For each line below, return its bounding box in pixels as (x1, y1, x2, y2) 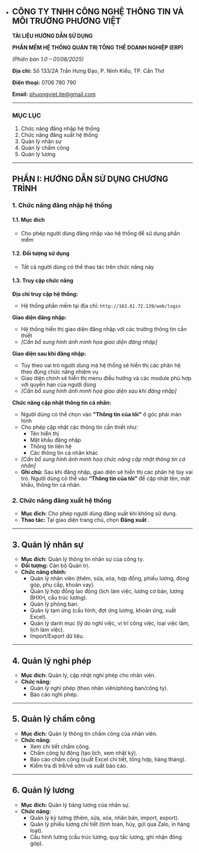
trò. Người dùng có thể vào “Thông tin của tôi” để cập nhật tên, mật (20, 475, 191, 482)
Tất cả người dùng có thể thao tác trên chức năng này (20, 263, 155, 270)
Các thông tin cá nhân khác (29, 449, 99, 457)
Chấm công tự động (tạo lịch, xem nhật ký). (29, 749, 138, 756)
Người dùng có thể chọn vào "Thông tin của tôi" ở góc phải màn (20, 411, 182, 418)
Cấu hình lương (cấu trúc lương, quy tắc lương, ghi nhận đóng (29, 833, 182, 840)
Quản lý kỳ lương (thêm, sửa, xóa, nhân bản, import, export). (29, 814, 179, 821)
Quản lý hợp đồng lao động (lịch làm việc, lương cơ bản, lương (29, 588, 184, 595)
